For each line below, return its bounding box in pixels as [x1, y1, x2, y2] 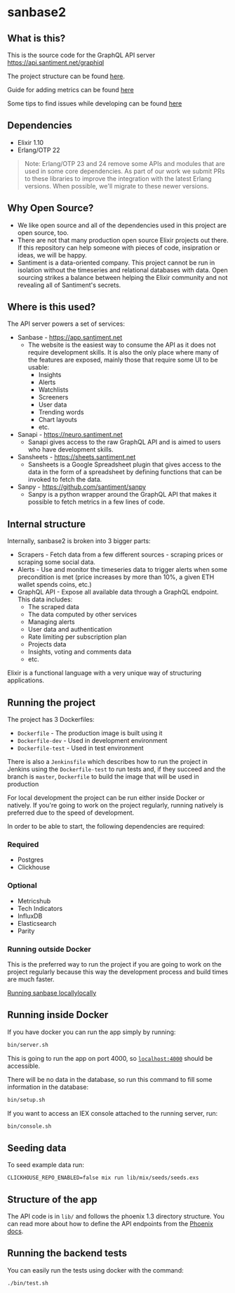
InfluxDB [17, 912, 43, 920]
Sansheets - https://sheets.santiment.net [17, 453, 136, 461]
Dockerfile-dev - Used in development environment [17, 737, 168, 745]
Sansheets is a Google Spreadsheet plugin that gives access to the [27, 460, 222, 469]
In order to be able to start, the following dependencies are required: [7, 822, 205, 831]
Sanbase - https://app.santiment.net [17, 333, 123, 342]
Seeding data [7, 1142, 67, 1154]
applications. [7, 676, 44, 684]
